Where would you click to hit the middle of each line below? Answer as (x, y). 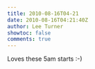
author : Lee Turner (35, 26)
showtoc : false (29, 33)
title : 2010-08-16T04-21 (43, 13)
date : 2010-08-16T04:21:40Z (48, 20)
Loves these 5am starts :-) (45, 59)
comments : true (29, 39)
